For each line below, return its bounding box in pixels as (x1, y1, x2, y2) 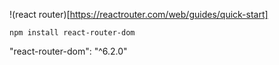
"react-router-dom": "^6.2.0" (9, 45, 128, 57)
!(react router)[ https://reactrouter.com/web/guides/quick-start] (9, 9, 269, 20)
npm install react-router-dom (9, 28, 136, 38)
